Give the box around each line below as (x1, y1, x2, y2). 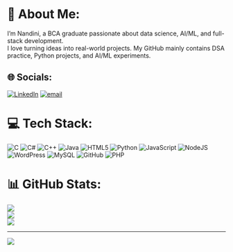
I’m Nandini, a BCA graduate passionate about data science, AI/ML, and (7, 29, 212, 37)
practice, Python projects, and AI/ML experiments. (7, 51, 151, 60)
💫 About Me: (7, 6, 80, 22)
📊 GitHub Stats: (7, 176, 102, 192)
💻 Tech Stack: (7, 115, 93, 131)
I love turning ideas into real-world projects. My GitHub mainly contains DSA (7, 44, 225, 52)
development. (24, 36, 64, 44)
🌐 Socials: (7, 72, 53, 83)
